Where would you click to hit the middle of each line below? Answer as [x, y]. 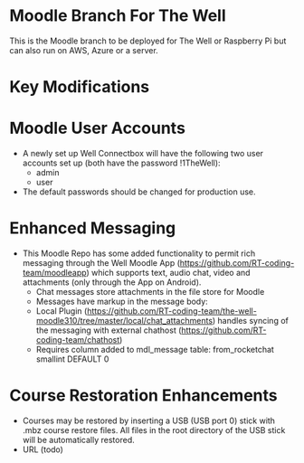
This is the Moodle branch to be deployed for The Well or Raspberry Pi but [148, 41]
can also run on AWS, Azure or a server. [84, 50]
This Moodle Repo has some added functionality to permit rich [139, 253]
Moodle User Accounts [97, 128]
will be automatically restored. [78, 439]
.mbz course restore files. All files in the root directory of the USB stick [154, 430]
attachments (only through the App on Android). [112, 282]
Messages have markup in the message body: [122, 301]
